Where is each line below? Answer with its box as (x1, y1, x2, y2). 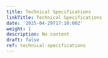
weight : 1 (6, 25, 32, 32)
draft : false (6, 37, 40, 43)
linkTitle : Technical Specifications (6, 14, 103, 21)
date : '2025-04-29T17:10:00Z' (6, 20, 84, 26)
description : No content (6, 31, 70, 37)
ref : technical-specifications (6, 43, 86, 49)
